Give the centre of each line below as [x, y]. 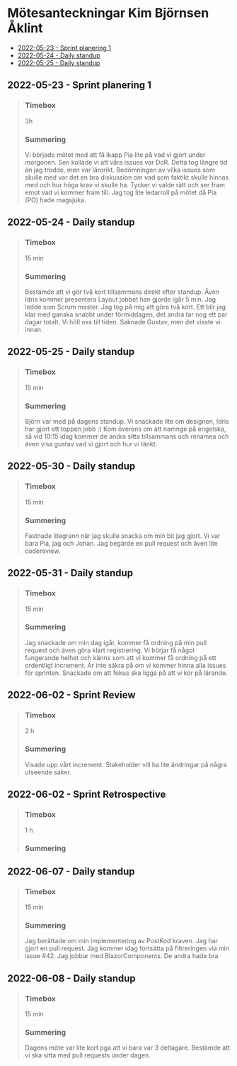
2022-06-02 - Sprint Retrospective [87, 795]
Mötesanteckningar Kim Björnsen [108, 13]
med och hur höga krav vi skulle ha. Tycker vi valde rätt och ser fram [125, 185]
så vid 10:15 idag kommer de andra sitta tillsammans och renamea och [127, 436]
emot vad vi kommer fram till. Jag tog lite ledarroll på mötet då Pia [121, 192]
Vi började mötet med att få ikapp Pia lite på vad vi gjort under [115, 155]
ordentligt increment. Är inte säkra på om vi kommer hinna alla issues [125, 665]
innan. [34, 329]
